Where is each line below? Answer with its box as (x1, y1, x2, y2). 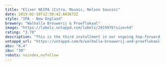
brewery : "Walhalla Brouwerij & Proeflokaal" (5, 21, 100, 26)
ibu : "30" (5, 48, 26, 53)
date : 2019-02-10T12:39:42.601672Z (5, 12, 79, 17)
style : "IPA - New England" (5, 16, 63, 21)
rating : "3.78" (5, 30, 37, 35)
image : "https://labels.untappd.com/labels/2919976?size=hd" (5, 25, 134, 30)
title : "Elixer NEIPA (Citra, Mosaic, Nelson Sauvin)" (5, 7, 121, 12)
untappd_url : (5, 39, 32, 44)
